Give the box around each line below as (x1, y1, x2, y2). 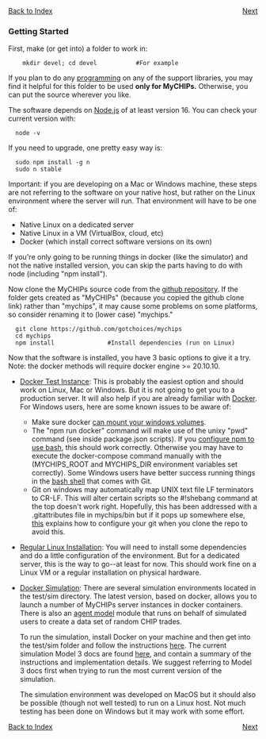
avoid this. (31, 527, 66, 537)
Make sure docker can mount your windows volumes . (31, 418, 207, 427)
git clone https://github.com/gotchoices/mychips (15, 325, 182, 333)
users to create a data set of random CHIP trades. (19, 617, 182, 626)
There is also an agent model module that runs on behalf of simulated (19, 609, 247, 618)
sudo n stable (15, 165, 62, 174)
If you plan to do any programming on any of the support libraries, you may (8, 73, 253, 83)
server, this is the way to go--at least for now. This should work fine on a (19, 560, 257, 569)
